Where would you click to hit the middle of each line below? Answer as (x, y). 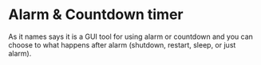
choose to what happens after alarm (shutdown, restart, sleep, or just (122, 44)
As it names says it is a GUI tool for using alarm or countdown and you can (131, 36)
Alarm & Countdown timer (96, 15)
